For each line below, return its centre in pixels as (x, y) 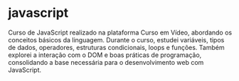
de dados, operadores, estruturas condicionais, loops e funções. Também (116, 47)
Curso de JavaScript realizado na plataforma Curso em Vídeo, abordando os (120, 32)
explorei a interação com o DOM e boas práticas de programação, (105, 55)
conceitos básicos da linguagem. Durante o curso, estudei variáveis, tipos (116, 39)
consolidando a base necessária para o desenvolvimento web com (106, 62)
